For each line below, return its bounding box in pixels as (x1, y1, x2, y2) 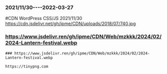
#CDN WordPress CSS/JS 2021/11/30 (5, 15, 82, 21)
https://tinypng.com (5, 64, 49, 69)
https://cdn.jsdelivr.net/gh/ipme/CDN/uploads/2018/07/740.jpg (5, 20, 136, 26)
